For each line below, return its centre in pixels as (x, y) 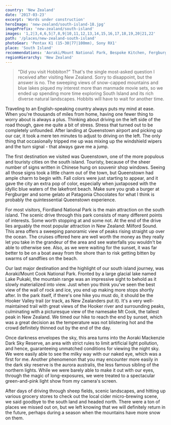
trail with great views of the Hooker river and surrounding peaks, (97, 306)
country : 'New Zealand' (31, 10)
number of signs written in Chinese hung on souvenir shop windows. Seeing (85, 167)
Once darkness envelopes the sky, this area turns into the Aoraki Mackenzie (85, 338)
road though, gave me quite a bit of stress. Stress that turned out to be (79, 125)
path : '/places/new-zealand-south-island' (51, 39)
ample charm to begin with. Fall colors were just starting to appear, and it (82, 178)
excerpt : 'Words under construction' (45, 19)
